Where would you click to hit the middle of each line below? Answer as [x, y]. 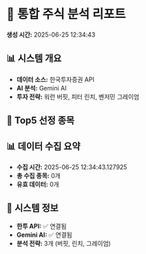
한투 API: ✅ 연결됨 [41, 226]
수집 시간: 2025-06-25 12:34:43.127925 [72, 167]
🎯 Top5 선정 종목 [41, 120]
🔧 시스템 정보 [33, 208]
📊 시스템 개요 [34, 58]
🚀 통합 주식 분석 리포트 [66, 14]
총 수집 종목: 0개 [39, 175]
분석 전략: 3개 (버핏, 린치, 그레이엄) [63, 243]
